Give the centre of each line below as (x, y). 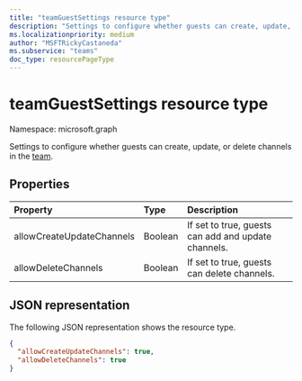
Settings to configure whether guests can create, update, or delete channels (151, 146)
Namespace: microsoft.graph (63, 129)
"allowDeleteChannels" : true (72, 360)
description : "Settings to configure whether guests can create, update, (151, 26)
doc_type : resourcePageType (62, 59)
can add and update (230, 236)
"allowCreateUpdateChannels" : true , (86, 352)
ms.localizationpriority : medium (72, 34)
